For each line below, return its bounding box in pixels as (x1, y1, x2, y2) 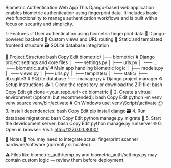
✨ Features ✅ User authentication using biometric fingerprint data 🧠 (5, 31, 148, 36)
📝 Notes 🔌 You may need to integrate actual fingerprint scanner (5, 136, 139, 142)
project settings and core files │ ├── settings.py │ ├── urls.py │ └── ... (5, 59, 158, 66)
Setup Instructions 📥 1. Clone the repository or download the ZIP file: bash (5, 81, 162, 88)
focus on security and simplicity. (5, 20, 74, 27)
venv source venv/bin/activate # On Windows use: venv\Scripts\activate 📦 (5, 100, 163, 106)
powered (5, 36, 24, 43)
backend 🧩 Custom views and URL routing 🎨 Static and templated (25, 36, 163, 43)
